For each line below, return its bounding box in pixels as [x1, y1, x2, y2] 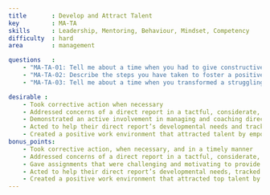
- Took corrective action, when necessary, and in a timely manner [22, 145, 253, 153]
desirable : [8, 93, 48, 101]
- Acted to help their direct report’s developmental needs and [22, 123, 243, 131]
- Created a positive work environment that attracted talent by [22, 130, 247, 139]
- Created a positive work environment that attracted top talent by [22, 175, 261, 183]
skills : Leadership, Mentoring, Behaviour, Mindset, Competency [8, 26, 250, 35]
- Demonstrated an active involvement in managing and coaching [22, 116, 243, 124]
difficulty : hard [8, 34, 74, 43]
